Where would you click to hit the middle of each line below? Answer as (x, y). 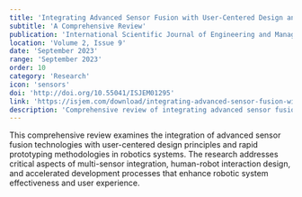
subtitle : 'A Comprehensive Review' (78, 26)
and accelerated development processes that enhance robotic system (139, 174)
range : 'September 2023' (56, 59)
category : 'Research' (50, 76)
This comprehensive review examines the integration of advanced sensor (145, 135)
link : (19, 101)
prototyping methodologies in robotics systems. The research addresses (144, 155)
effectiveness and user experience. (75, 183)
